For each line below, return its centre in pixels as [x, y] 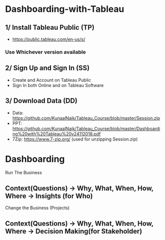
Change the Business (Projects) [37, 208]
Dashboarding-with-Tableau [65, 9]
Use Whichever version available [46, 52]
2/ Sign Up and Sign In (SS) [48, 68]
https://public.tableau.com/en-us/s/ [49, 39]
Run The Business [24, 173]
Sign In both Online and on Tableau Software [58, 85]
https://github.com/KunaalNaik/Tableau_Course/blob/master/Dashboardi [86, 128]
